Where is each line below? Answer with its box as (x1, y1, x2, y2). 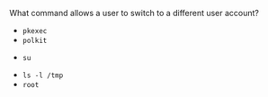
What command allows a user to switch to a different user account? (9, 8, 259, 18)
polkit (22, 36, 48, 45)
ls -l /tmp (22, 71, 64, 80)
